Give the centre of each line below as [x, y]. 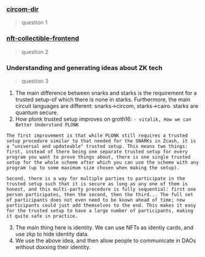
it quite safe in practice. [42, 216]
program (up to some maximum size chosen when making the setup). [93, 167]
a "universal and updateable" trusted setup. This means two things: [97, 146]
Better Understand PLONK [47, 125]
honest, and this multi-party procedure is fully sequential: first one [101, 189]
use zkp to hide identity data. [52, 234]
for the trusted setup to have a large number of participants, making [100, 210]
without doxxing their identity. [53, 247]
